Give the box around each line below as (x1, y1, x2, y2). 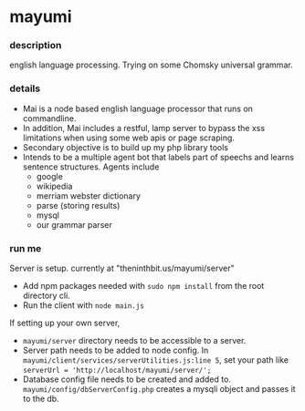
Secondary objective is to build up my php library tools (22, 141, 228, 152)
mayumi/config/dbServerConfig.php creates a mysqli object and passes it (22, 384, 296, 395)
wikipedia (36, 180, 73, 191)
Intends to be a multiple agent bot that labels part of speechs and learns (22, 151, 295, 162)
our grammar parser (36, 219, 112, 230)
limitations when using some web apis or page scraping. (22, 132, 236, 143)
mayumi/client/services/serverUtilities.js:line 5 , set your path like (22, 354, 289, 365)
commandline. (22, 112, 77, 124)
